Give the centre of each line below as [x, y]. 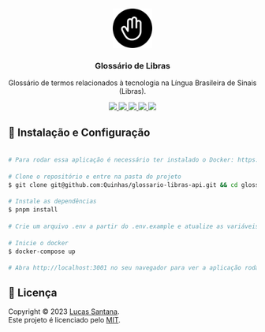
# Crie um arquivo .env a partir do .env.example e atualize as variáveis [134, 226]
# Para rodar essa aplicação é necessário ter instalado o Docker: [121, 160]
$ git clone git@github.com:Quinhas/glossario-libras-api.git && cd [123, 185]
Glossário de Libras [132, 65]
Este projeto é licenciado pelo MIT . [64, 320]
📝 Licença [33, 292]
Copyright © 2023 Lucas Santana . [64, 311]
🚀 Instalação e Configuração [79, 132]
